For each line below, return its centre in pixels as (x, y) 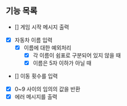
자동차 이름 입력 (33, 40)
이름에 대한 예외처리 (47, 47)
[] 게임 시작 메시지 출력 (42, 27)
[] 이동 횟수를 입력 (36, 76)
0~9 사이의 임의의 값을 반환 (47, 89)
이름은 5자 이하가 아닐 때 (62, 63)
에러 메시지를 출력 (36, 97)
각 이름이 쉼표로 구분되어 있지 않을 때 (77, 55)
